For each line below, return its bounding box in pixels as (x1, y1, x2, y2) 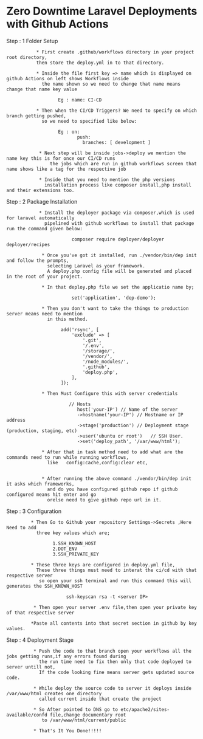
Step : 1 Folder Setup (6, 37, 58, 44)
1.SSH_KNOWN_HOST (52, 540, 97, 546)
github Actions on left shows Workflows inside (6, 75, 129, 81)
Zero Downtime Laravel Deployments (6, 4, 198, 18)
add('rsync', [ (60, 326, 99, 332)
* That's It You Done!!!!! (33, 727, 102, 734)
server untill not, (6, 664, 56, 670)
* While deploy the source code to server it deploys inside (33, 685, 191, 691)
